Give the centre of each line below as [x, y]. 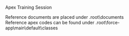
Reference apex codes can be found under [50, 23]
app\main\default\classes [32, 28]
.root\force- [107, 23]
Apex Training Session [29, 7]
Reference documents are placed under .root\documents [64, 17]
